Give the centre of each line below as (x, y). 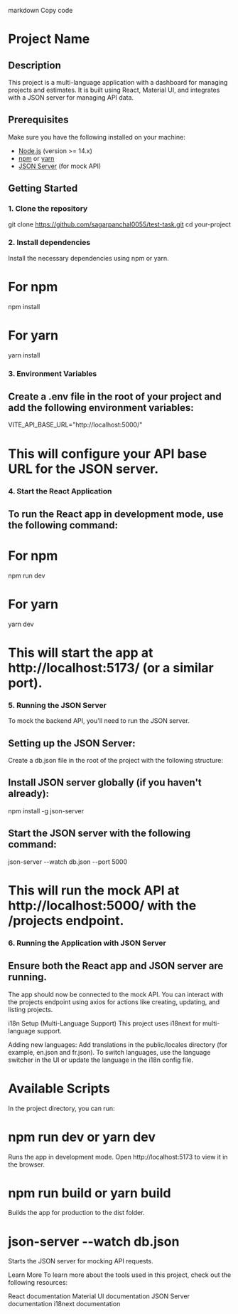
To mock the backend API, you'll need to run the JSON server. (99, 721)
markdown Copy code (40, 10)
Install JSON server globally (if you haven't (105, 783)
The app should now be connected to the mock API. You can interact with (116, 994)
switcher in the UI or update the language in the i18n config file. (101, 1060)
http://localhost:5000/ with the (102, 906)
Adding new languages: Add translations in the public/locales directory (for (118, 1044)
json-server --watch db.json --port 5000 (67, 862)
